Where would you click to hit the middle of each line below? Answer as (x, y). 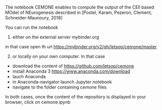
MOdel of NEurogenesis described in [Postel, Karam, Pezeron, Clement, (79, 12)
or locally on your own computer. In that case (59, 56)
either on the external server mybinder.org (56, 37)
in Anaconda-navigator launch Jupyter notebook (62, 82)
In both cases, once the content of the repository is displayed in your (76, 97)
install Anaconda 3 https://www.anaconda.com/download (71, 71)
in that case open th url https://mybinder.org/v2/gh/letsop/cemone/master (81, 47)
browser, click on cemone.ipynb (38, 102)
